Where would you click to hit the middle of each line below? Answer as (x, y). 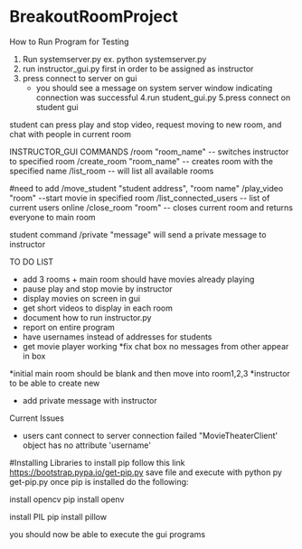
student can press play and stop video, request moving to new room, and (146, 125)
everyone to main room (53, 217)
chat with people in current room (70, 134)
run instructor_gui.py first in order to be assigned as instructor (138, 69)
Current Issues (37, 418)
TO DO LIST (32, 261)
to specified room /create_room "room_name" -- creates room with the (142, 161)
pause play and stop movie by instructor (98, 288)
